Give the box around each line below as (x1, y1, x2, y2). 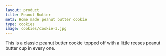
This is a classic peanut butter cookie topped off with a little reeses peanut (5, 40, 161, 46)
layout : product (5, 7, 39, 13)
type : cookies (5, 21, 35, 27)
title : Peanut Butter (5, 12, 51, 17)
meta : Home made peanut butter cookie (5, 17, 87, 22)
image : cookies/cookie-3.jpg (5, 26, 67, 31)
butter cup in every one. (5, 45, 56, 51)
